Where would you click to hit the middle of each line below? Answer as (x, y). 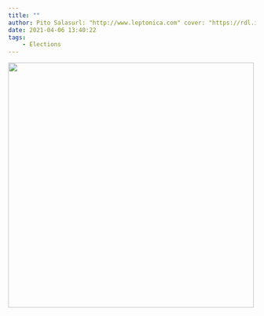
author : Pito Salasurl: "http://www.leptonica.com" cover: (107, 23)
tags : (17, 37)
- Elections (42, 45)
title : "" (24, 15)
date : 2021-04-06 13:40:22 (52, 30)
